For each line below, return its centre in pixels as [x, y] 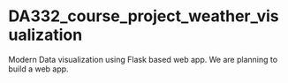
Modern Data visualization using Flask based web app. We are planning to [143, 59]
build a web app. [38, 69]
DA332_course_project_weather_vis [144, 16]
